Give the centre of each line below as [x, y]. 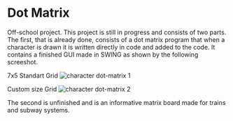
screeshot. [23, 62]
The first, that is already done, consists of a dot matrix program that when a [116, 39]
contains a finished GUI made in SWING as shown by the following [103, 55]
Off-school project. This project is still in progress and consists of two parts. [117, 32]
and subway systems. [38, 110]
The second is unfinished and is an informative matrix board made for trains [116, 102]
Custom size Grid [32, 89]
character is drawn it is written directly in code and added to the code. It [111, 47]
